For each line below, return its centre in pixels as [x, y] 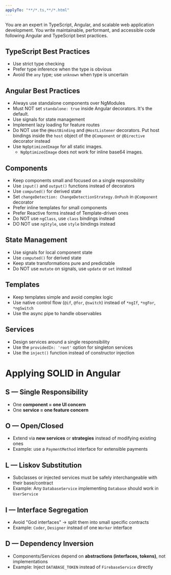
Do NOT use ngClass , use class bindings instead [64, 218]
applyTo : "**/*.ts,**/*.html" [38, 10]
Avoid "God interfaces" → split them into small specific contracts [81, 522]
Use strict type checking [39, 64]
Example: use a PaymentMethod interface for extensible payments [80, 449]
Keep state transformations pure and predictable [64, 263]
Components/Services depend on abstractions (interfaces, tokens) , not [89, 556]
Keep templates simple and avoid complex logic [63, 297]
